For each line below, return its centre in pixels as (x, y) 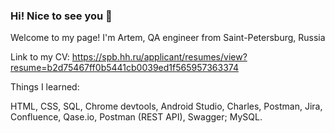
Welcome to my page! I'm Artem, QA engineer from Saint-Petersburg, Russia (168, 38)
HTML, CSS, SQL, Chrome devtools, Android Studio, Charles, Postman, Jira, (166, 106)
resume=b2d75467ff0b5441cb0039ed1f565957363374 (124, 68)
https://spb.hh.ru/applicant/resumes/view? (159, 57)
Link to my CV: (40, 57)
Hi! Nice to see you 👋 (61, 16)
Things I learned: (45, 87)
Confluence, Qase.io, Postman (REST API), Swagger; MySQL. (136, 117)
